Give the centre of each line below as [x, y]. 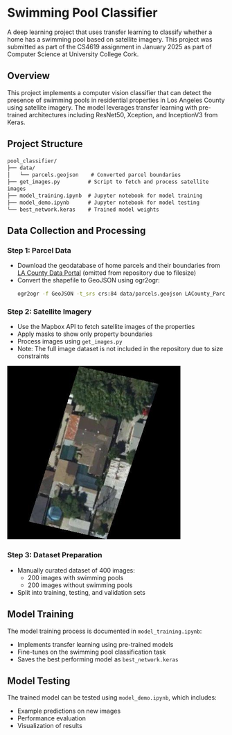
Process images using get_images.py [70, 341]
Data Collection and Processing [77, 230]
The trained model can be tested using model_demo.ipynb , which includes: [112, 698]
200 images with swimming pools [75, 577]
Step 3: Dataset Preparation [55, 555]
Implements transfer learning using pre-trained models [95, 644]
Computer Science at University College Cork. [73, 54]
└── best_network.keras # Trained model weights [83, 210]
